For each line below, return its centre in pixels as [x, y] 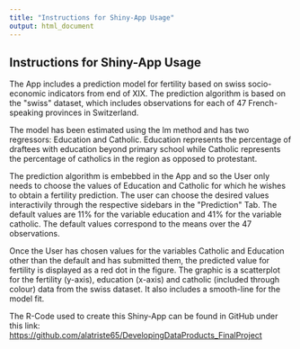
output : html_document [52, 26]
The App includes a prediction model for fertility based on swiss [128, 84]
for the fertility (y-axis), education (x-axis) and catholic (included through [145, 280]
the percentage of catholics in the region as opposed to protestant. [133, 159]
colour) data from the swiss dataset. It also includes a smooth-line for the [145, 290]
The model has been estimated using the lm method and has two [129, 130]
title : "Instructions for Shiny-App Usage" [92, 18]
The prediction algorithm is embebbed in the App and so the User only [140, 176]
